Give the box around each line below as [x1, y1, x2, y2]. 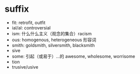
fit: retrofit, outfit [11, 20, 46, 25]
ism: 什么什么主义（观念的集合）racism [11, 30, 92, 36]
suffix [4, 3, 29, 15]
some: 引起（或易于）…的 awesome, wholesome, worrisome [11, 53, 136, 59]
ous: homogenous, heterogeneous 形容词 [11, 37, 96, 43]
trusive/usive [11, 64, 39, 70]
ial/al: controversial [11, 25, 51, 30]
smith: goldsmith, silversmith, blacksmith [11, 42, 95, 48]
